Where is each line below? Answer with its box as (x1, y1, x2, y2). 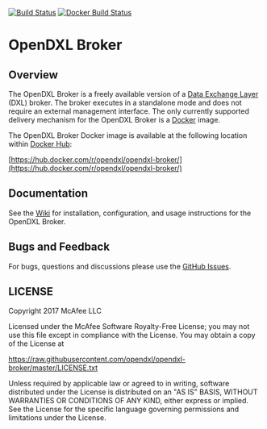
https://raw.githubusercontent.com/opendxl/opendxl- (8, 355, 186, 364)
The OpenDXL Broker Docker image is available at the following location (8, 131, 248, 140)
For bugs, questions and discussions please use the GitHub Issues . (8, 261, 232, 271)
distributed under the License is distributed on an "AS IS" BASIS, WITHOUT (8, 387, 258, 397)
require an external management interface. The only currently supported (8, 106, 250, 116)
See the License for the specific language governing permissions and (8, 404, 240, 414)
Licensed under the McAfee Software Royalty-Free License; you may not (8, 322, 250, 331)
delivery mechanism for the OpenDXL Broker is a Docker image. (8, 115, 220, 124)
